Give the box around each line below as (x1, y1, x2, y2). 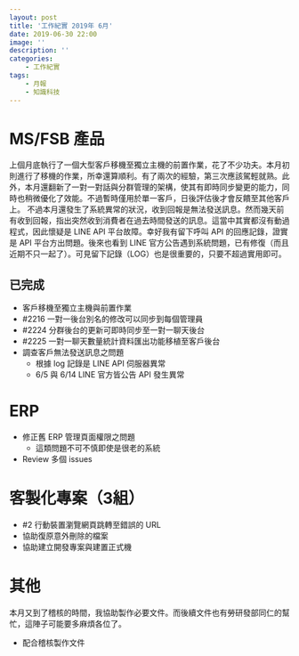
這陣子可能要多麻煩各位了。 (24, 619, 126, 629)
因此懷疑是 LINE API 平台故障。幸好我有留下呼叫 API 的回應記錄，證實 (32, 226, 289, 237)
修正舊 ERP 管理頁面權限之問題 (21, 432, 136, 442)
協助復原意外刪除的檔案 (21, 530, 109, 541)
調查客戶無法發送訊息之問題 (21, 347, 125, 358)
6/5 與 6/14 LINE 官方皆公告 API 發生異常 (35, 369, 185, 380)
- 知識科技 (25, 87, 61, 96)
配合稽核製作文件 (21, 637, 85, 648)
